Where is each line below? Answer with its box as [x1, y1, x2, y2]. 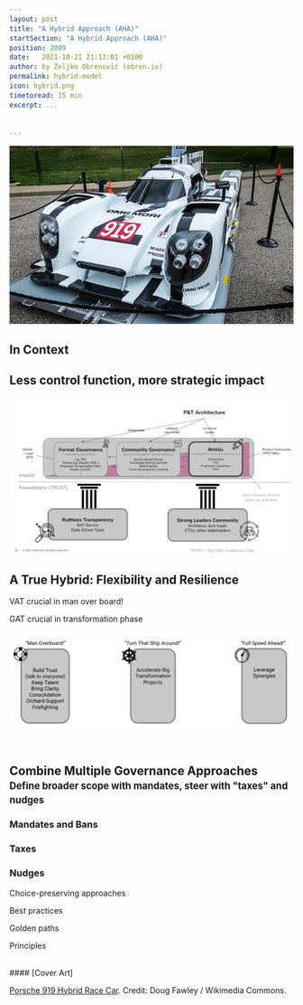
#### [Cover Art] [9, 967, 74, 978]
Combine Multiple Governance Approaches [9, 763, 259, 778]
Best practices [9, 905, 63, 915]
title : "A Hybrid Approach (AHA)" [9, 24, 140, 33]
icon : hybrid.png [9, 81, 75, 90]
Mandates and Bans [9, 819, 98, 831]
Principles [9, 940, 47, 951]
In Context [9, 342, 69, 357]
